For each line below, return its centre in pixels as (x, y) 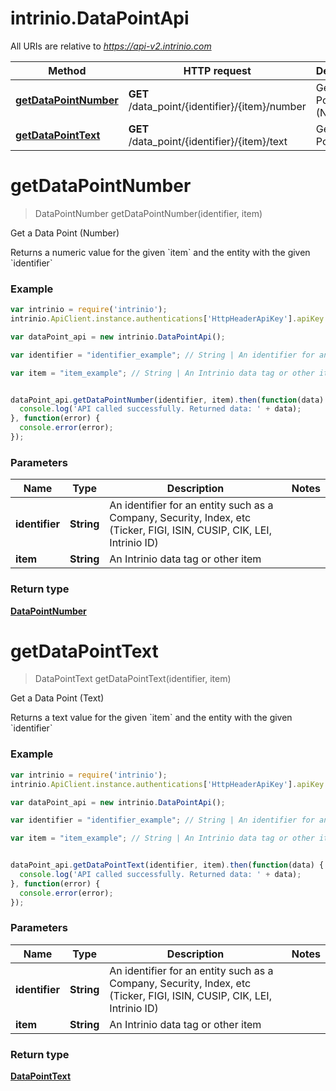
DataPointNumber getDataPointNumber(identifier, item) (148, 213)
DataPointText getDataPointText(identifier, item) (133, 679)
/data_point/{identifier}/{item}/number (217, 106)
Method (67, 70)
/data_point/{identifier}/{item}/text (208, 141)
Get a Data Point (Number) (65, 233)
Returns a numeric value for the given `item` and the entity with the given (160, 252)
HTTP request (217, 70)
